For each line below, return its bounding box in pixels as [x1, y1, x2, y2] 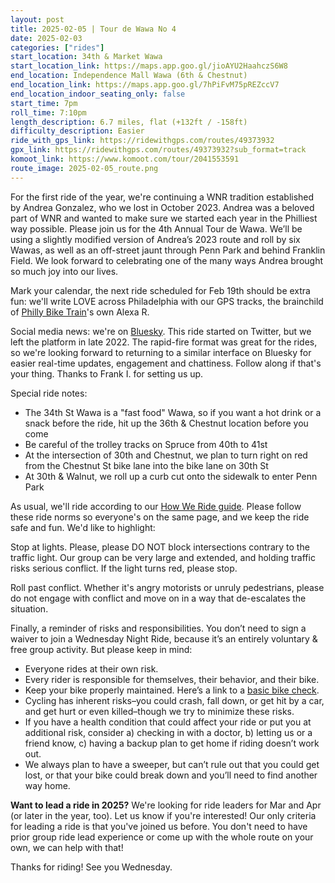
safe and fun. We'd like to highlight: [10, 521, 156, 533]
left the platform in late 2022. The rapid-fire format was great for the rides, [10, 336, 318, 348]
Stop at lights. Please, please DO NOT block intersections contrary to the [10, 541, 310, 553]
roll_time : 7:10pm [10, 107, 87, 118]
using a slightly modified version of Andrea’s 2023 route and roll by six [10, 233, 301, 245]
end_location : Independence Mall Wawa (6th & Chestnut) [10, 71, 248, 81]
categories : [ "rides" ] [10, 42, 105, 53]
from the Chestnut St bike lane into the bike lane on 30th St [24, 459, 269, 471]
